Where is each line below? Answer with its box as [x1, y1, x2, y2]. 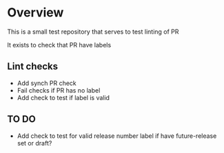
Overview [7, 5, 64, 21]
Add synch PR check [17, 79, 77, 87]
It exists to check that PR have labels [7, 40, 112, 49]
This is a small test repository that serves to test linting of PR [7, 27, 179, 36]
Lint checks [7, 60, 59, 73]
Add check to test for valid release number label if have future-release [17, 132, 217, 140]
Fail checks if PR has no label [17, 86, 101, 94]
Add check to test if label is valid [17, 93, 110, 102]
